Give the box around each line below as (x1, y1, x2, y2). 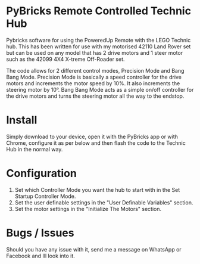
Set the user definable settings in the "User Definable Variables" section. (14, 198, 193, 206)
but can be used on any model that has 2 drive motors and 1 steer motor (6, 49, 183, 56)
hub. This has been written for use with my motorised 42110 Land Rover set (6, 43, 191, 50)
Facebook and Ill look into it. (6, 252, 76, 259)
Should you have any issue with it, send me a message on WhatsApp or (6, 246, 182, 253)
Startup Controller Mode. (14, 192, 76, 200)
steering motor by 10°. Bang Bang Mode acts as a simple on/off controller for (6, 86, 194, 93)
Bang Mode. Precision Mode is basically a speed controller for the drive (6, 73, 182, 80)
